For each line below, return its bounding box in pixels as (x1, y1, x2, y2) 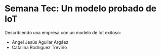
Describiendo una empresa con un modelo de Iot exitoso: (4, 29, 121, 35)
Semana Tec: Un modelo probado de (4, 3, 157, 14)
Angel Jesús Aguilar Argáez (11, 39, 69, 45)
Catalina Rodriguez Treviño (11, 44, 67, 50)
